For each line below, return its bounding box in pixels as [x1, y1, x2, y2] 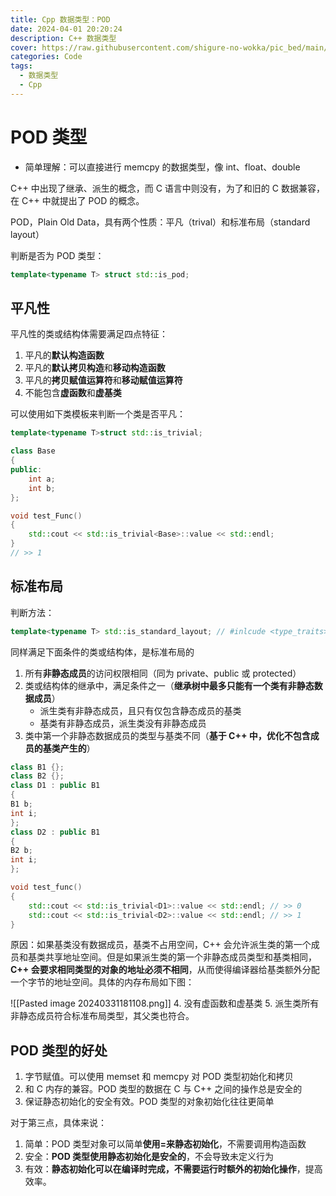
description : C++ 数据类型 [10, 33, 117, 43]
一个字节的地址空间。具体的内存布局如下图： [10, 976, 195, 988]
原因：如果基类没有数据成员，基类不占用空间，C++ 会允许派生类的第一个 [10, 939, 312, 951]
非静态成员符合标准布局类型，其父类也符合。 [10, 1010, 195, 1022]
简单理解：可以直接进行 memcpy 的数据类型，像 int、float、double [24, 161, 301, 173]
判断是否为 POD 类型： [10, 249, 105, 261]
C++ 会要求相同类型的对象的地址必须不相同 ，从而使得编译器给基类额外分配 [10, 964, 320, 976]
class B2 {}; [10, 771, 65, 781]
